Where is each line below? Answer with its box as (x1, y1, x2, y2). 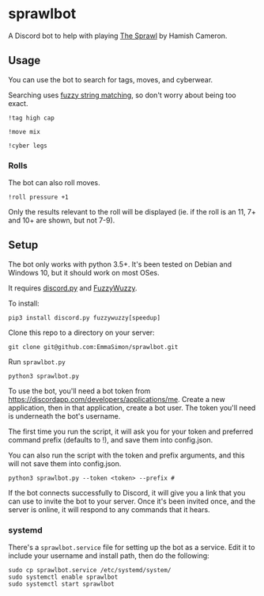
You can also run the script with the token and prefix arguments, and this (8, 450, 245, 460)
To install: (8, 298, 40, 308)
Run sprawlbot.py (8, 357, 66, 366)
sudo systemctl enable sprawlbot (8, 573, 119, 582)
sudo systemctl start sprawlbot (8, 580, 115, 588)
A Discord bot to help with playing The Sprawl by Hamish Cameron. (8, 31, 228, 40)
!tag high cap (8, 114, 55, 122)
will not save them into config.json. (8, 458, 122, 468)
